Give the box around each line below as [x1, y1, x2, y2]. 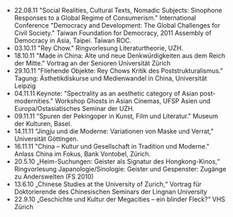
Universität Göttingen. [13, 134, 79, 143]
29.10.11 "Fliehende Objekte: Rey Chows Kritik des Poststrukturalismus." [13, 67, 224, 75]
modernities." [13, 97, 54, 105]
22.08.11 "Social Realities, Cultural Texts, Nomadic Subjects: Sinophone [13, 6, 222, 14]
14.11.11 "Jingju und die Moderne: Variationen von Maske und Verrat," [13, 127, 215, 135]
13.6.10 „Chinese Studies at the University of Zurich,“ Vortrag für [13, 180, 202, 188]
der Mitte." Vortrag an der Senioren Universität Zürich [13, 59, 171, 67]
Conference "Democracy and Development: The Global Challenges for [13, 21, 220, 29]
